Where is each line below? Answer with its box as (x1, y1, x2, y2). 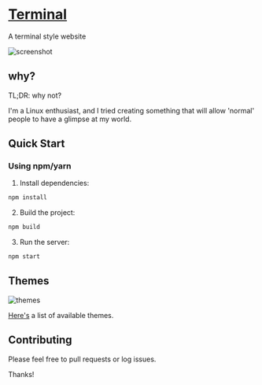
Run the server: (19, 238, 70, 247)
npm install (8, 194, 47, 202)
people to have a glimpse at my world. (8, 114, 132, 124)
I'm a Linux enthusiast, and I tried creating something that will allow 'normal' (8, 106, 255, 115)
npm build (8, 223, 41, 231)
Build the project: (19, 208, 76, 217)
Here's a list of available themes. (8, 310, 114, 320)
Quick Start (8, 137, 65, 150)
